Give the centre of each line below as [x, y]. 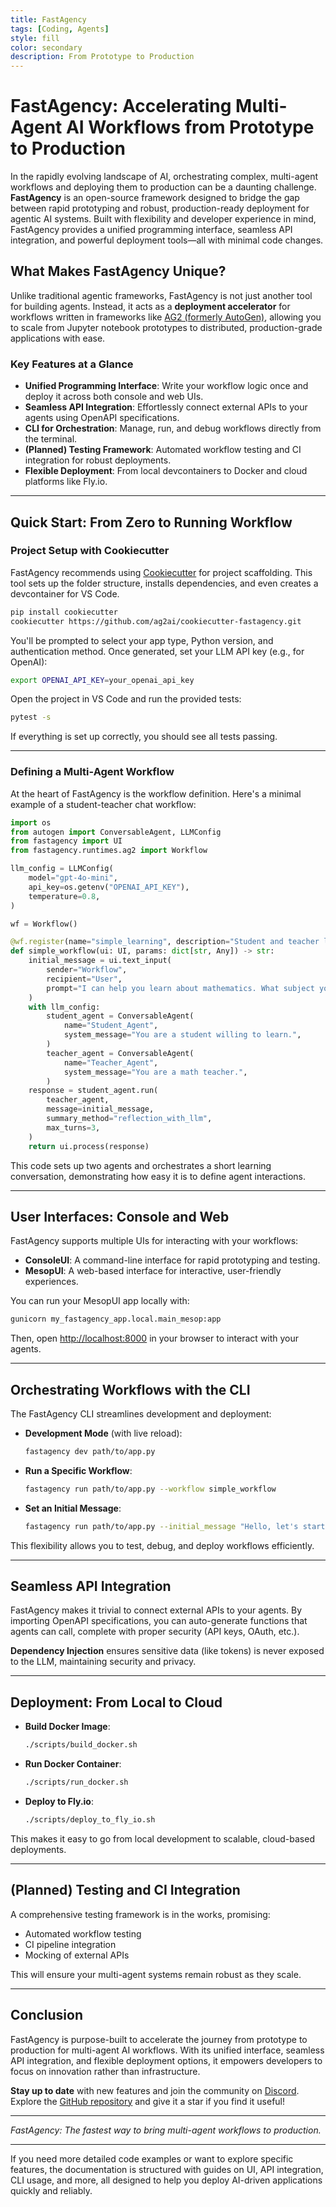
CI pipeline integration [70, 1944]
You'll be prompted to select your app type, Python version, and [142, 640]
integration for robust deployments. [98, 460]
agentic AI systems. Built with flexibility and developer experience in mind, [163, 219]
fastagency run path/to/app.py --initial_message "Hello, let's [161, 1526]
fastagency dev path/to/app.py [90, 1452]
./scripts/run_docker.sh [76, 1782]
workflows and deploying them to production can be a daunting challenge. [163, 187]
